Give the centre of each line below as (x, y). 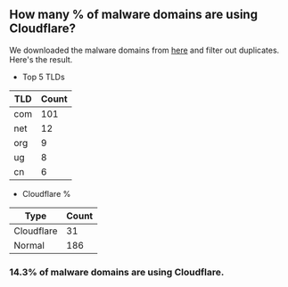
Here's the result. (41, 59)
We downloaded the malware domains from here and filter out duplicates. (144, 50)
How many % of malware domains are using (134, 15)
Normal (29, 245)
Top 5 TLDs (43, 77)
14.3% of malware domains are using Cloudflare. (117, 272)
